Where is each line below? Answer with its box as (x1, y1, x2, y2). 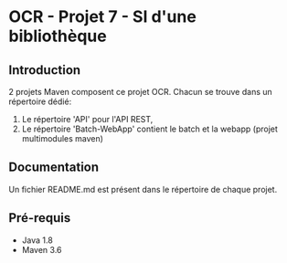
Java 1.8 (21, 235, 54, 246)
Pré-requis (8, 210, 71, 226)
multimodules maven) (21, 133, 104, 143)
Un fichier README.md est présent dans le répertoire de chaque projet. (8, 184, 278, 195)
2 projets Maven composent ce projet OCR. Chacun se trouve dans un (8, 87, 273, 97)
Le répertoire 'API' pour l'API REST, (21, 114, 154, 124)
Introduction (8, 62, 81, 78)
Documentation (8, 160, 100, 175)
